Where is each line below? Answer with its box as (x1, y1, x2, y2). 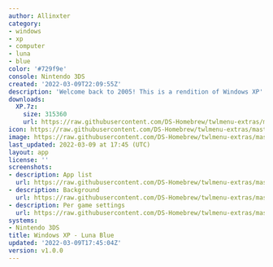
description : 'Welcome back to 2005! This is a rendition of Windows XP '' (8, 87, 267, 96)
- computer (8, 42, 45, 50)
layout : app (8, 148, 49, 156)
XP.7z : (15, 103, 38, 111)
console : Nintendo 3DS (8, 72, 85, 81)
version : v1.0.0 (8, 247, 63, 255)
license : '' (8, 155, 49, 164)
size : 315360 (23, 111, 67, 119)
